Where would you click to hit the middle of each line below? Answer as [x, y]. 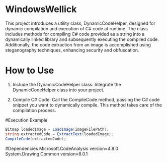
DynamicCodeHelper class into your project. [58, 90]
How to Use [30, 70]
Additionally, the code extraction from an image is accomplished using [78, 44]
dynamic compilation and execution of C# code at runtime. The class [77, 28]
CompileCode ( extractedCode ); [36, 139]
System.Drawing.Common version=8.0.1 [47, 154]
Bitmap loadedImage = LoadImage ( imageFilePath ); [57, 129]
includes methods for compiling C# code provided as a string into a [75, 34]
